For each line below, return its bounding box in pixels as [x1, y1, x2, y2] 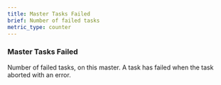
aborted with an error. [7, 70, 71, 79]
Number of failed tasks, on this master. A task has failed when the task [7, 63, 214, 72]
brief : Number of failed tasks [7, 17, 100, 24]
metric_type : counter [7, 23, 72, 30]
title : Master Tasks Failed [7, 10, 91, 18]
